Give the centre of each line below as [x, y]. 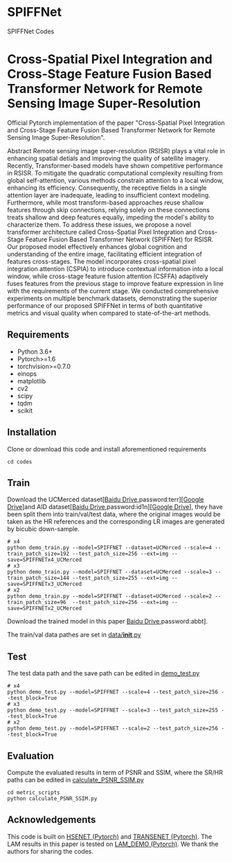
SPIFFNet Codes [31, 31]
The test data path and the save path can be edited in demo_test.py [104, 673]
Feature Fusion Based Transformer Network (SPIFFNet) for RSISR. [119, 239]
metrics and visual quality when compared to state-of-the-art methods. [109, 313]
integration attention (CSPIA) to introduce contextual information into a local [115, 268]
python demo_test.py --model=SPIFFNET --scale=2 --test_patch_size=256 [113, 729]
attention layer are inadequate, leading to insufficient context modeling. [109, 195]
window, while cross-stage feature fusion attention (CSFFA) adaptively [108, 276]
